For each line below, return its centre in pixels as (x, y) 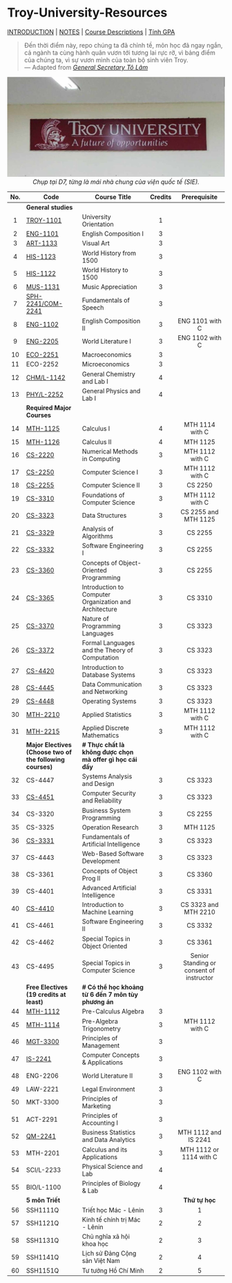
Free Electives (47, 987)
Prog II (91, 878)
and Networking (105, 691)
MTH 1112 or (200, 1150)
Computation (100, 657)
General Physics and (111, 391)
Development (101, 861)
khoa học (95, 1244)
